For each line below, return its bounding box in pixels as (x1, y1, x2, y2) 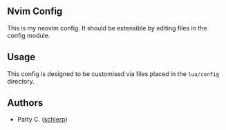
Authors (7, 97, 44, 109)
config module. (7, 31, 50, 39)
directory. (7, 77, 35, 85)
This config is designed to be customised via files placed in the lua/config (7, 69, 220, 78)
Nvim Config (7, 6, 63, 17)
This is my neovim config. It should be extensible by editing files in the (7, 24, 207, 32)
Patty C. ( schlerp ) (17, 115, 68, 124)
